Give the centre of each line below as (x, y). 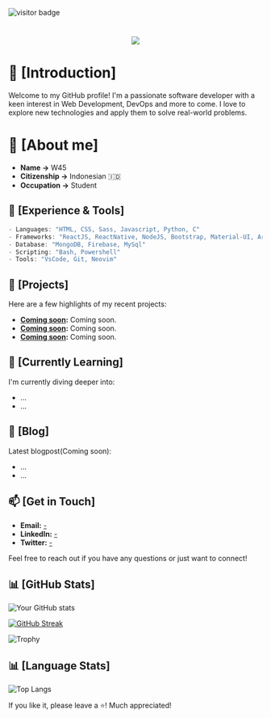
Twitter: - (36, 543)
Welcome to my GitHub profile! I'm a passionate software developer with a (132, 95)
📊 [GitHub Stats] (52, 584)
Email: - (33, 525)
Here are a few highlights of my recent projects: (88, 304)
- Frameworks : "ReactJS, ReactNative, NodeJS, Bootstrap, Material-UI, (131, 237)
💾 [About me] (54, 145)
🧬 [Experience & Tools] (67, 211)
